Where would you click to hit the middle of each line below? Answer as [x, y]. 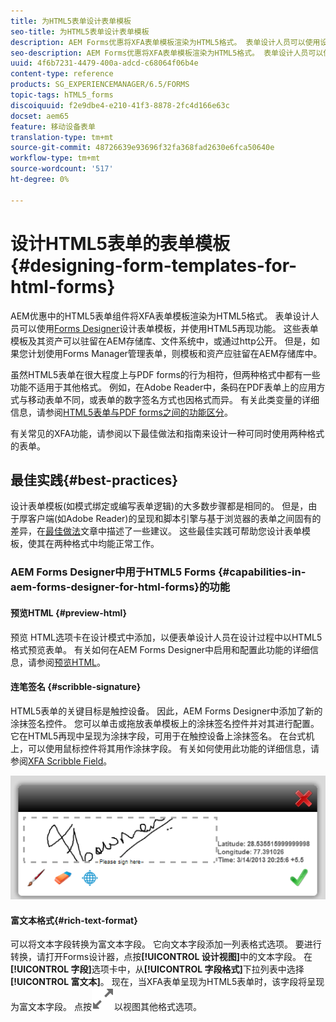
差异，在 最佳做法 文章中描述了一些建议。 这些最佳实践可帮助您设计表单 [156, 531]
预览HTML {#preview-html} [69, 612]
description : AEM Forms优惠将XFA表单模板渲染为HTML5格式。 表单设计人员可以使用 [165, 42]
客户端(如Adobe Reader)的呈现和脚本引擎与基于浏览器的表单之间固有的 [174, 519]
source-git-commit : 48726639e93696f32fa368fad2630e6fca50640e [142, 148]
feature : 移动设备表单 [53, 126]
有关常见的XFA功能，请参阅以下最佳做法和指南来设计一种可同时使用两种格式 [167, 433]
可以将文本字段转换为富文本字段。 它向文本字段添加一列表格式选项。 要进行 [166, 944]
